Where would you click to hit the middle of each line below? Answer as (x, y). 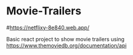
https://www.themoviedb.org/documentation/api (66, 45)
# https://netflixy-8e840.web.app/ (48, 27)
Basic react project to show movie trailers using (66, 39)
